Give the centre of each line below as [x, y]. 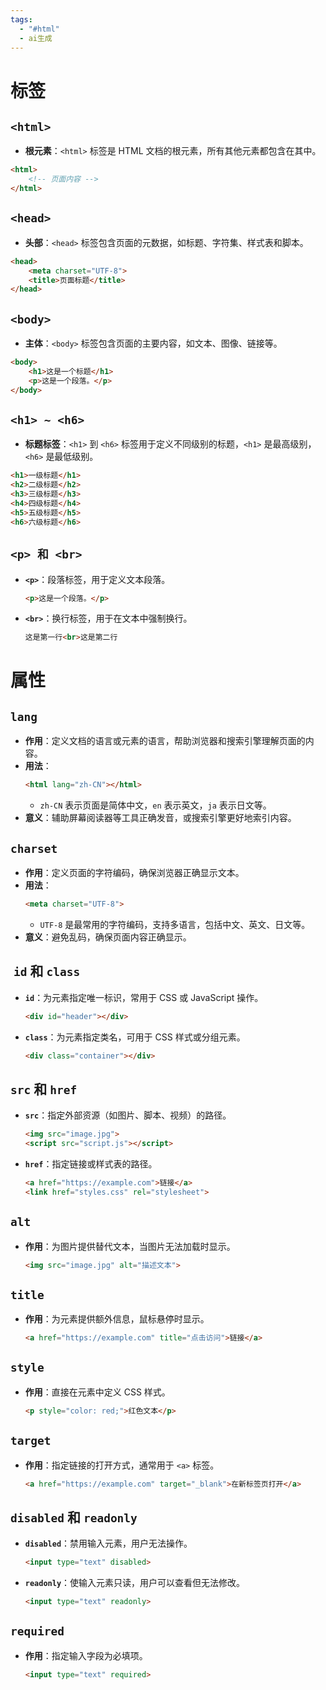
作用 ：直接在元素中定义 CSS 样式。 [97, 1392]
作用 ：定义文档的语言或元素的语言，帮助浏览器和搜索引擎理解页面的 [165, 741]
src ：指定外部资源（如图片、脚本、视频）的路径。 [128, 1115]
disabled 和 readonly [74, 1517]
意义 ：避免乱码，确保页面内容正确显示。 [108, 937]
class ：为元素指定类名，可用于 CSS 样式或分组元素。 [135, 1037]
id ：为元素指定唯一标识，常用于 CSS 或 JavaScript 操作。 [144, 997]
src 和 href [44, 1089]
